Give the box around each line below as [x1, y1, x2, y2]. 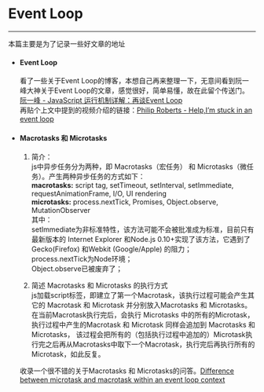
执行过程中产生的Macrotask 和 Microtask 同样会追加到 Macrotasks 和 [31, 320, 255, 330]
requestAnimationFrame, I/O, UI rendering [31, 189, 167, 199]
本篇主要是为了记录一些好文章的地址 [8, 38, 126, 48]
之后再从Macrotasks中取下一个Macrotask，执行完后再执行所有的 [45, 339, 255, 350]
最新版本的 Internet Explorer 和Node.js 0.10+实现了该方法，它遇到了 [31, 235, 251, 244]
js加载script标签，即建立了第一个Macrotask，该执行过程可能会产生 [31, 291, 248, 300]
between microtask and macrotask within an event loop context [19, 375, 225, 385]
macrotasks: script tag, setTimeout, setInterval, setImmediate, [31, 181, 234, 190]
